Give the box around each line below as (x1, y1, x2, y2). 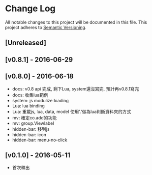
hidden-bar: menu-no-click (12, 137, 67, 143)
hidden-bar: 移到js (12, 126, 50, 132)
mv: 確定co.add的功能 (12, 115, 57, 120)
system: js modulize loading (12, 97, 69, 103)
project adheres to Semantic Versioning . (5, 24, 87, 30)
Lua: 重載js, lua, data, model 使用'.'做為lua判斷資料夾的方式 (12, 109, 131, 115)
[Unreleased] (5, 39, 47, 47)
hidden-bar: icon (12, 131, 47, 138)
